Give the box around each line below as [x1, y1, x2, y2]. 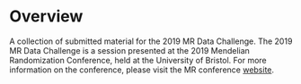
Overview [9, 6, 84, 27]
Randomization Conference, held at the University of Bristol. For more [9, 55, 267, 65]
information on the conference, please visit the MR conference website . [9, 64, 275, 75]
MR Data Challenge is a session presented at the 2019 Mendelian [9, 45, 250, 55]
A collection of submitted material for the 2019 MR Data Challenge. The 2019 [9, 36, 293, 46]
